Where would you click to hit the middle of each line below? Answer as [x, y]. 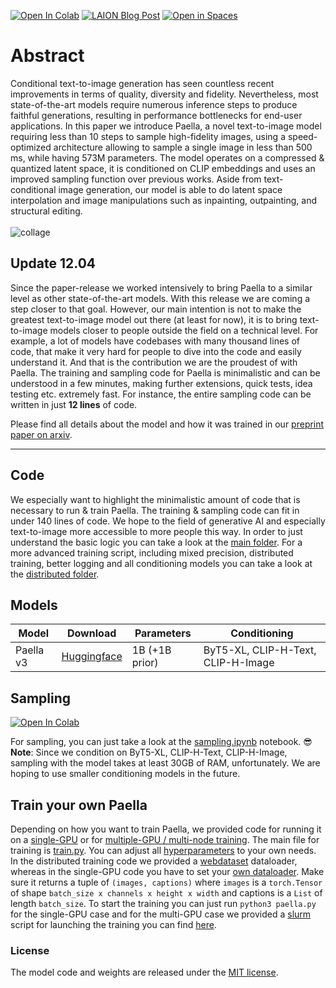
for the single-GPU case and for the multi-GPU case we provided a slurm [161, 914]
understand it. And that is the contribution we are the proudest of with [154, 362]
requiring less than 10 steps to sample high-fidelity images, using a [148, 136]
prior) [145, 663]
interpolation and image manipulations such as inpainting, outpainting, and [163, 200]
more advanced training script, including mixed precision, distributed [152, 552]
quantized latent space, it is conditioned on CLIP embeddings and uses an [163, 168]
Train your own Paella [79, 805]
